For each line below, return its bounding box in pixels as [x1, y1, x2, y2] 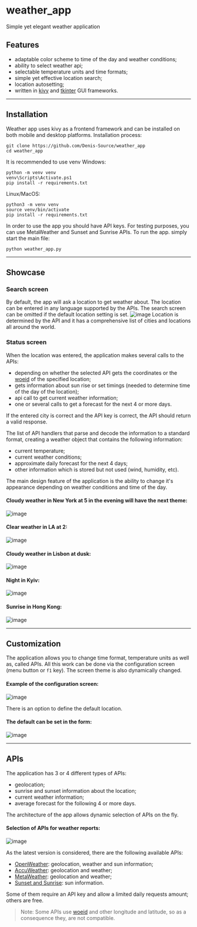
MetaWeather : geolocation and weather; [14, 873, 112, 880]
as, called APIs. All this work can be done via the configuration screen [6, 661, 175, 668]
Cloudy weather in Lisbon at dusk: [6, 550, 91, 557]
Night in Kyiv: [6, 576, 40, 583]
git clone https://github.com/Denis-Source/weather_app [6, 142, 145, 149]
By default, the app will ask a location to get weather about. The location [6, 298, 181, 306]
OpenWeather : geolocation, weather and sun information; [14, 860, 154, 868]
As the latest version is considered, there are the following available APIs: [6, 849, 184, 856]
